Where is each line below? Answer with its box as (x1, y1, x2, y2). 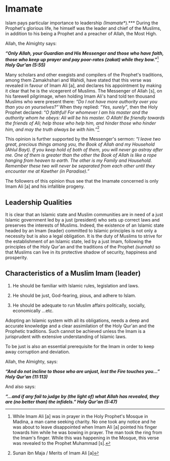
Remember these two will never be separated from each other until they (5, 163, 155, 169)
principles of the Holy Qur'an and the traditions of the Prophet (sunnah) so (5, 244, 161, 250)
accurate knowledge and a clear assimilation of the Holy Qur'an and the (5, 322, 155, 329)
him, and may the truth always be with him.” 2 (5, 125, 100, 132)
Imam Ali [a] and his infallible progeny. (5, 183, 85, 190)
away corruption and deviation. (5, 349, 70, 355)
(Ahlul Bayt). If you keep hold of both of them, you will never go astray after (5, 147, 163, 153)
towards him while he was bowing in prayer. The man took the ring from (12, 429, 162, 435)
